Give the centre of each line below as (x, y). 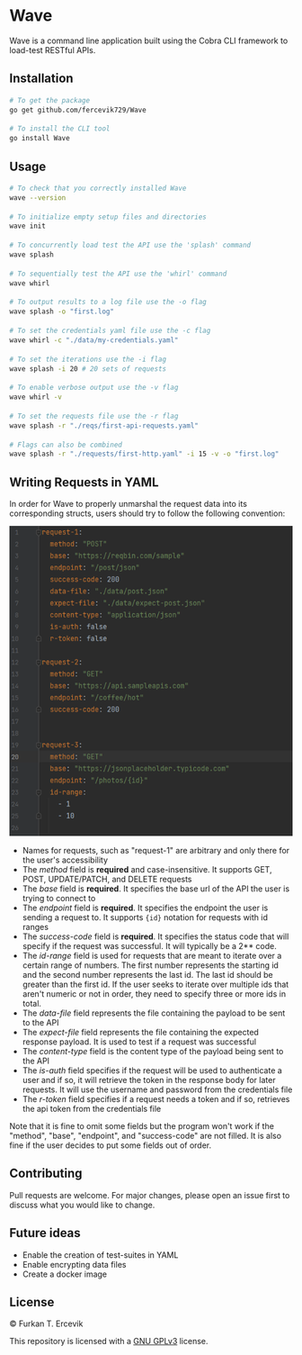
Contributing (46, 1174)
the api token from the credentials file (92, 1108)
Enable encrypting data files (74, 1264)
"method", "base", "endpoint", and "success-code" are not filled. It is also (145, 1135)
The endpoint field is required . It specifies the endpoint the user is (145, 908)
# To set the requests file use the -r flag (94, 416)
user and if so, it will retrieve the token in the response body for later (149, 1079)
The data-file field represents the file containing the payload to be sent (154, 1013)
